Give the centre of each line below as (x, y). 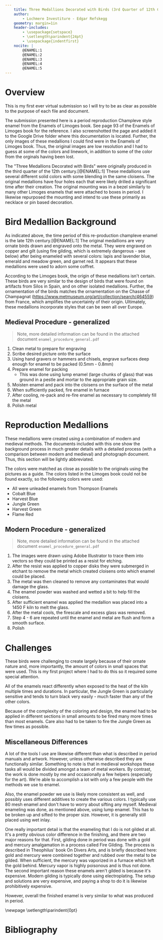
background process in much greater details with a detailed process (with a (81, 449)
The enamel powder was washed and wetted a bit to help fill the (76, 592)
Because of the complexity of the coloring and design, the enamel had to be (81, 711)
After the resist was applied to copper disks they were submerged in (80, 566)
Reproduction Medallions (57, 425)
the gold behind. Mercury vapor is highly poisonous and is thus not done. (78, 866)
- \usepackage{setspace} (48, 32)
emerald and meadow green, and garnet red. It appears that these (71, 261)
